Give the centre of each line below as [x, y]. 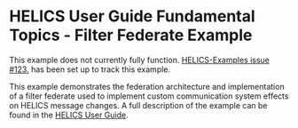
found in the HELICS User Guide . [69, 115]
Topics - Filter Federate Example [131, 35]
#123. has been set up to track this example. [90, 69]
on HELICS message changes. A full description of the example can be [138, 105]
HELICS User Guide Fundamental [132, 16]
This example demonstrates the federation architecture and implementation [147, 86]
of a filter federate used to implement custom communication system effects [149, 96]
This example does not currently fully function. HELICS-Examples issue [140, 60]
